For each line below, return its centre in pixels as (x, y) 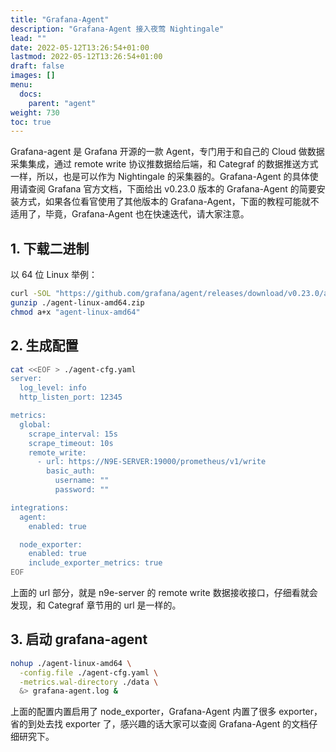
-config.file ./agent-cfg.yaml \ (89, 672)
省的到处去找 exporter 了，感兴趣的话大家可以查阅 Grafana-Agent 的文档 (160, 724)
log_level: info (53, 388)
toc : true (31, 122)
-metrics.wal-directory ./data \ (89, 682)
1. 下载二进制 (50, 248)
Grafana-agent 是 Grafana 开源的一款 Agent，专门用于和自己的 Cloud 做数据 (167, 152)
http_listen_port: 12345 (71, 397)
